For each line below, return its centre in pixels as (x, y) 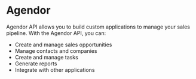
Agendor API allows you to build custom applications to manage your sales (98, 27)
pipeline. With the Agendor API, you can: (56, 33)
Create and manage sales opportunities (63, 45)
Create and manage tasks (47, 57)
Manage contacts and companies (56, 50)
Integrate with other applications (55, 69)
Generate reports (36, 64)
